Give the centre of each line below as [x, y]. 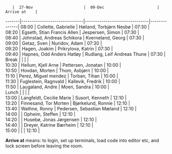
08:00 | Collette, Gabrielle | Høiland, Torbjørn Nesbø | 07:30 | [85, 27]
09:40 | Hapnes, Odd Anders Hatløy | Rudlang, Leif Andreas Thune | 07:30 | [85, 54]
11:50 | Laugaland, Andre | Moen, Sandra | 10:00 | [57, 87]
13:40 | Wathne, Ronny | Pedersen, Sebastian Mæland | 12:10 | [71, 109]
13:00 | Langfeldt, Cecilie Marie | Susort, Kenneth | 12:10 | [66, 98]
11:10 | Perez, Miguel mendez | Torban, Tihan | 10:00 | [62, 76]
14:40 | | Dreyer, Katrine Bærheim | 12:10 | [49, 125]
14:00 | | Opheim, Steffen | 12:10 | [41, 114]
